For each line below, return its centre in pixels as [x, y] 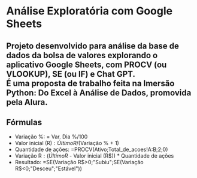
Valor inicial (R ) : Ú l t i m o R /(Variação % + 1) [67, 143]
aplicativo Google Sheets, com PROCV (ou [87, 64]
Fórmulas [24, 122]
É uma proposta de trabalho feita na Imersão [90, 83]
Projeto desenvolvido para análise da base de [93, 46]
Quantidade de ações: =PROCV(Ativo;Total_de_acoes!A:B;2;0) [91, 150]
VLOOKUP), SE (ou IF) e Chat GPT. [71, 74]
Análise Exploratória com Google [89, 11]
